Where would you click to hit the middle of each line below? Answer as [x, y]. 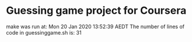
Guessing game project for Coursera [96, 11]
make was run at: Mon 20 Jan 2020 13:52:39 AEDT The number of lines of [95, 26]
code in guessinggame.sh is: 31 [44, 32]
